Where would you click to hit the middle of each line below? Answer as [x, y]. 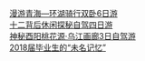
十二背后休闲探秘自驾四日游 [61, 25]
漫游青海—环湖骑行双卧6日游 [63, 13]
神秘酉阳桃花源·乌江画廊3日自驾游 [72, 36]
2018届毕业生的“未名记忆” [58, 47]
